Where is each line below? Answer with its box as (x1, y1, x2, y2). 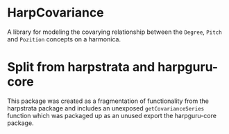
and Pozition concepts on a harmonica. (7, 35, 121, 43)
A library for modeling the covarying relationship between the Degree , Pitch (7, 28, 222, 36)
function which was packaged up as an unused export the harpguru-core (7, 111, 217, 119)
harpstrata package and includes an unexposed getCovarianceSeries (7, 104, 205, 112)
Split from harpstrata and (7, 59, 155, 75)
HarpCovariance (7, 5, 104, 21)
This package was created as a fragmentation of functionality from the (7, 97, 210, 105)
